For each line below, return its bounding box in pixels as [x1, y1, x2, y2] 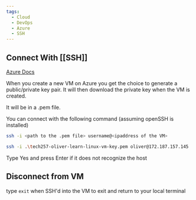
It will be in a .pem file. [6, 104, 61, 111]
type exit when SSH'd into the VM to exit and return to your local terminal [6, 187, 186, 194]
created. [6, 92, 27, 99]
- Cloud [11, 14, 31, 20]
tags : [6, 8, 19, 15]
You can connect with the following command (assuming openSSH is [6, 115, 174, 122]
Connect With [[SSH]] [6, 53, 88, 63]
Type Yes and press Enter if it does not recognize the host [6, 154, 148, 162]
